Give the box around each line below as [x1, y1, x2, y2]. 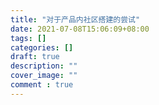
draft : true [10, 52, 60, 62]
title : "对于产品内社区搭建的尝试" [10, 14, 141, 25]
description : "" [10, 61, 78, 71]
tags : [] [10, 33, 47, 43]
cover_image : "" [10, 71, 78, 81]
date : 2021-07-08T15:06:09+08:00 [10, 24, 150, 34]
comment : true [10, 80, 74, 90]
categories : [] [10, 42, 74, 53]
